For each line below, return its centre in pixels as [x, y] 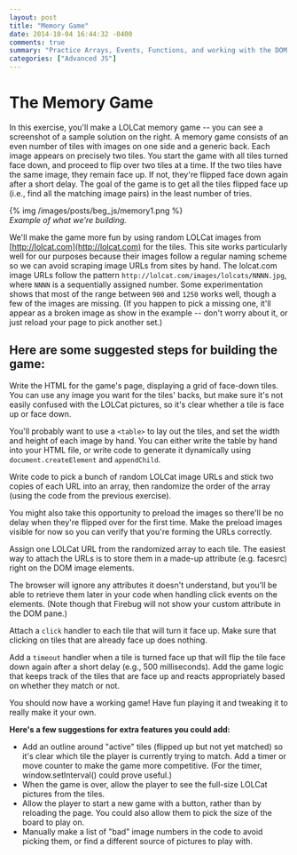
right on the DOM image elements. [72, 567]
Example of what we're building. [68, 220]
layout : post [33, 17]
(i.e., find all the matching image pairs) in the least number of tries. [131, 193]
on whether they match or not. [64, 685]
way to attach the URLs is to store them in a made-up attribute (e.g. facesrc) [148, 558]
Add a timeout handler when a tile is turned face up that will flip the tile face [148, 657]
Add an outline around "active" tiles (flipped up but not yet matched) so [152, 747]
